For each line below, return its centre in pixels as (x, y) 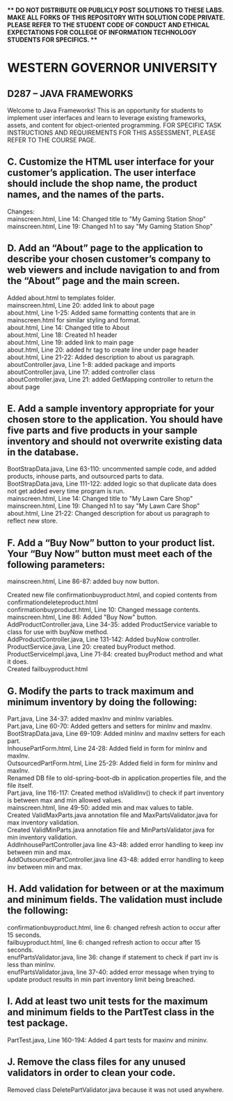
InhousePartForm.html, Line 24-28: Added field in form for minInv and (107, 749)
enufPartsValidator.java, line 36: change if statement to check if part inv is (113, 957)
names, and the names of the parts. (86, 195)
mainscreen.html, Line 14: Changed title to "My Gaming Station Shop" (107, 218)
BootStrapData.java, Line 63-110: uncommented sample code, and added (112, 469)
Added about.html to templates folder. (62, 298)
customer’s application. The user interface (102, 173)
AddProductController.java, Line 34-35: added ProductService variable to (112, 624)
